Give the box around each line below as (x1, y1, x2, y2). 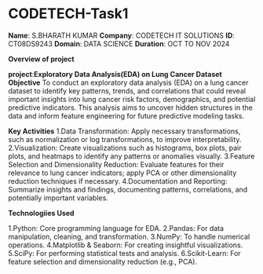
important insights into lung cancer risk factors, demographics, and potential (8, 94, 256, 104)
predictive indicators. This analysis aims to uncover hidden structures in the (8, 103, 253, 112)
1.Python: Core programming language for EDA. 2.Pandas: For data (8, 223, 225, 232)
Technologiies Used (8, 208, 75, 217)
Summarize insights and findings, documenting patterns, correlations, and (8, 184, 248, 194)
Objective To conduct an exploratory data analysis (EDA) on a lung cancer (8, 78, 249, 87)
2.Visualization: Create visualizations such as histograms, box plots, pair (8, 143, 242, 152)
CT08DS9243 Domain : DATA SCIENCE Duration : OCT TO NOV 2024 (8, 38, 230, 48)
